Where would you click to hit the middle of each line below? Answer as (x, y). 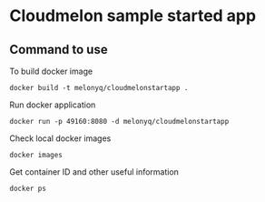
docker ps (28, 188)
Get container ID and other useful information (94, 172)
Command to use (59, 50)
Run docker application (53, 105)
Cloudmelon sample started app (133, 16)
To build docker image (51, 71)
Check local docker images (60, 138)
